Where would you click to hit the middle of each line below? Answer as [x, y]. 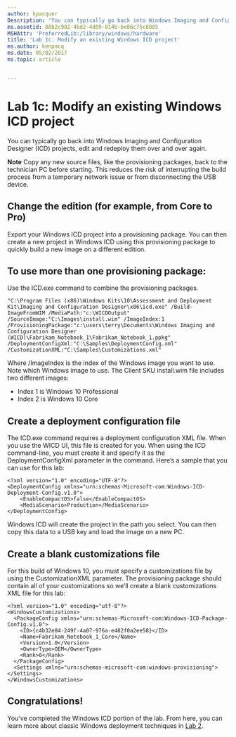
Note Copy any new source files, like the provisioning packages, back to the [118, 161]
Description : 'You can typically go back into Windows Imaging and [108, 20]
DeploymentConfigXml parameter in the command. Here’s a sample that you [117, 460]
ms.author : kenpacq [36, 46]
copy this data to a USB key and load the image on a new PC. [96, 532]
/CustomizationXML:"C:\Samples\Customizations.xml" [84, 350]
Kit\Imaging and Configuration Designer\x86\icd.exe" [88, 307]
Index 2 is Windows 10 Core [58, 399]
